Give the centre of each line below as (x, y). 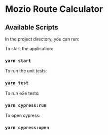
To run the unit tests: (26, 71)
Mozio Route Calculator (54, 9)
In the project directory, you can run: (42, 39)
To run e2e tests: (22, 93)
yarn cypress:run (26, 105)
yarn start (18, 61)
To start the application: (29, 49)
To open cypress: (23, 115)
